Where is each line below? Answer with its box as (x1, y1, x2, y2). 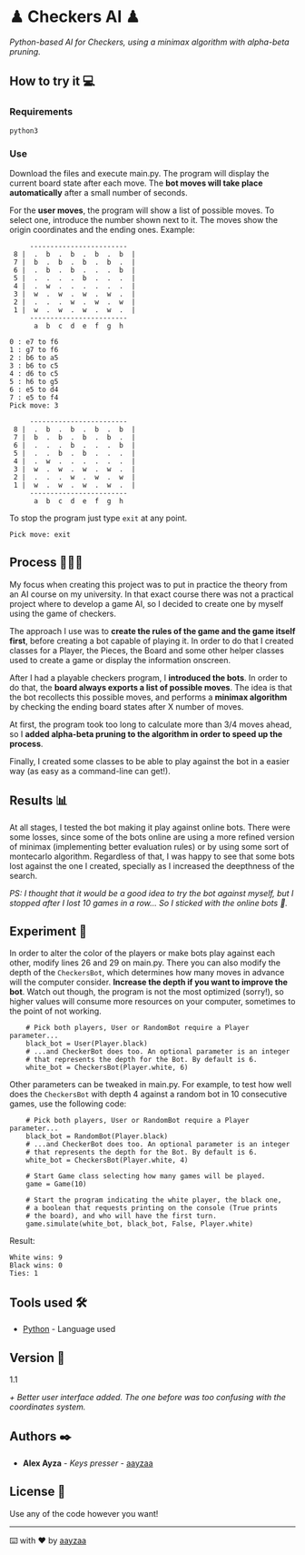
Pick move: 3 (9, 400, 59, 410)
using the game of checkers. (9, 608, 116, 619)
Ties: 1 (9, 1269, 39, 1278)
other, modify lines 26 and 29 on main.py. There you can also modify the (9, 957, 281, 968)
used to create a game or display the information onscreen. (9, 654, 231, 665)
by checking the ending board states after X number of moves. (9, 701, 244, 712)
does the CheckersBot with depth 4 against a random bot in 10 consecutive (9, 1089, 288, 1100)
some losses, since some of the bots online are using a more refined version (9, 831, 295, 843)
